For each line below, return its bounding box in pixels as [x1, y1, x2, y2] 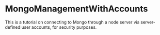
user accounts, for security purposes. [21, 24, 97, 30]
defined [5, 24, 21, 30]
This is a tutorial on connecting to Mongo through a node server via [5, 19, 140, 25]
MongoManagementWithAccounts [5, 3, 148, 14]
